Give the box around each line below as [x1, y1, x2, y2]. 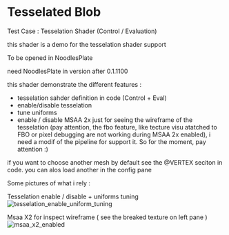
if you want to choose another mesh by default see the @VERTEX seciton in [7, 158, 223, 166]
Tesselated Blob [7, 4, 101, 20]
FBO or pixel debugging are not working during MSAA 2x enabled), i [17, 130, 211, 139]
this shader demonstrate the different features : [7, 80, 142, 88]
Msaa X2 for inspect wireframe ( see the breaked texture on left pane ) [7, 213, 208, 221]
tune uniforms [17, 108, 57, 116]
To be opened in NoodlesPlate [7, 53, 93, 62]
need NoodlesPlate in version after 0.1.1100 [7, 67, 128, 75]
